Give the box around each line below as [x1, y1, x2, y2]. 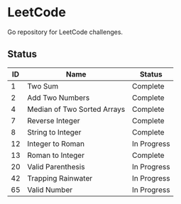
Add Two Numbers [27, 93, 90, 103]
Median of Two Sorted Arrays [27, 104, 126, 114]
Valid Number [27, 185, 73, 195]
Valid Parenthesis [27, 161, 85, 171]
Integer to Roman [27, 139, 85, 149]
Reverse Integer [27, 115, 80, 125]
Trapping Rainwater [27, 173, 93, 183]
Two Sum [27, 81, 59, 91]
